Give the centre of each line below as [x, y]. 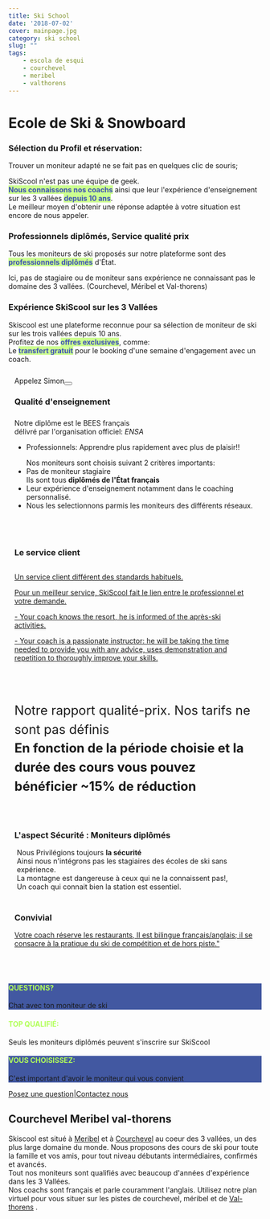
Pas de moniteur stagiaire [68, 471]
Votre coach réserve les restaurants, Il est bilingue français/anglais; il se [134, 935]
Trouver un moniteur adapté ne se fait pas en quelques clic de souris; [123, 165]
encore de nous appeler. [49, 215]
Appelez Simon [40, 381]
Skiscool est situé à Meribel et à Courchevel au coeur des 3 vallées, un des [133, 1139]
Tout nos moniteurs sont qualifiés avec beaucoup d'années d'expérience [129, 1172]
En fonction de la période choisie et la [129, 748]
